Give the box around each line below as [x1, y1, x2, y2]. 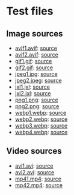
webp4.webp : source [14, 129, 68, 135]
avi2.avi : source [14, 168, 55, 176]
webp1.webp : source [14, 109, 67, 116]
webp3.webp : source [14, 122, 68, 129]
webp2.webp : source [14, 115, 68, 123]
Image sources [6, 29, 63, 39]
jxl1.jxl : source [14, 83, 50, 91]
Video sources [6, 146, 62, 156]
